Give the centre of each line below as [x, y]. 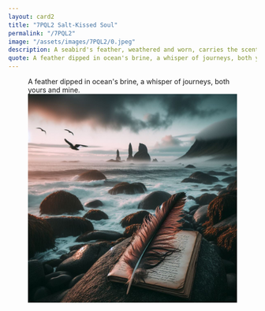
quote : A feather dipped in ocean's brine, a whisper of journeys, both [130, 58]
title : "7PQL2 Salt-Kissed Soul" [63, 25]
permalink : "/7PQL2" [42, 33]
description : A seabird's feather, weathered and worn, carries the [123, 50]
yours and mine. [54, 90]
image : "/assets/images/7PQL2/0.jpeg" [72, 42]
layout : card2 [32, 17]
